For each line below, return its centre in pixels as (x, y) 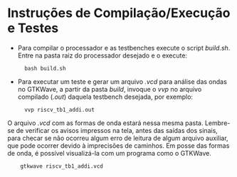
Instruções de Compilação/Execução (119, 13)
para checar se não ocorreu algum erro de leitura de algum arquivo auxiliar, (118, 138)
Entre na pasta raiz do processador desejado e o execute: (102, 55)
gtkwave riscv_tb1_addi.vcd (62, 166)
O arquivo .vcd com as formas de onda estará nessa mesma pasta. (105, 123)
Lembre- (217, 123)
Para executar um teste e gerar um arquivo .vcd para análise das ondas (122, 81)
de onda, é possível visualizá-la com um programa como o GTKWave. (110, 153)
